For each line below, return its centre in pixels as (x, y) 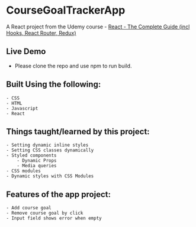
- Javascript (22, 108)
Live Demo (26, 52)
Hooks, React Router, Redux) (41, 33)
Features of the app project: (59, 194)
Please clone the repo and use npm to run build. (73, 66)
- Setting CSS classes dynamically (50, 150)
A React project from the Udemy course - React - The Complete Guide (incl (98, 27)
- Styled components (32, 155)
